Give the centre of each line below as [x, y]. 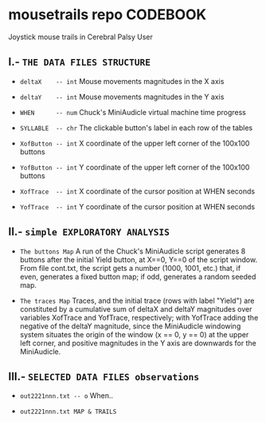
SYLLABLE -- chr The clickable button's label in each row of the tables [136, 127]
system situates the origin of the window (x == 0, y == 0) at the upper [134, 334]
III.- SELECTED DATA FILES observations [104, 376]
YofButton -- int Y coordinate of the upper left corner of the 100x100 [135, 167]
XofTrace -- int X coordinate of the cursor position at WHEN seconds [137, 191]
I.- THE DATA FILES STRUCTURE [80, 62]
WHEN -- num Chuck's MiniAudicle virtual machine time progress [133, 112]
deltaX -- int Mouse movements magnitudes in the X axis [122, 81]
